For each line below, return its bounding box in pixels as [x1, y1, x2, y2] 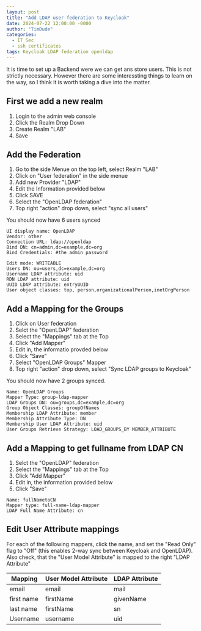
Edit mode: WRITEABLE [6, 260, 62, 266]
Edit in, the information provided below [15, 479, 113, 486]
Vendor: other [6, 233, 43, 240]
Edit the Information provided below [15, 185, 106, 192]
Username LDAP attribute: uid [6, 271, 84, 277]
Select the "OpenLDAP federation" [15, 198, 103, 205]
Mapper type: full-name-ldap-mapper [6, 502, 100, 508]
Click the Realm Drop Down [15, 119, 84, 126]
